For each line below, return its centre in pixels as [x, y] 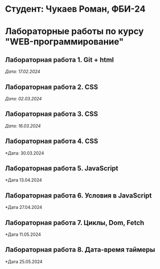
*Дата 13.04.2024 [24, 180]
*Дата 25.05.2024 [24, 261]
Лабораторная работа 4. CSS [52, 141]
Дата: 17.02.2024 [23, 71]
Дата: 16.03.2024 [23, 126]
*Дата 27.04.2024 [24, 207]
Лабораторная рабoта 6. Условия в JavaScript [79, 195]
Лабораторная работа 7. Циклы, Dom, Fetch [75, 223]
